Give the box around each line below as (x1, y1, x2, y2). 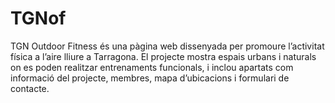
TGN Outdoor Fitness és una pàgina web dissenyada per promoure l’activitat (10, 40, 325, 52)
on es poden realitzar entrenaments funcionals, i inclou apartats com (10, 61, 294, 73)
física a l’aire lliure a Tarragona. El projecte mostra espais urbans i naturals (10, 50, 317, 62)
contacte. (10, 82, 50, 94)
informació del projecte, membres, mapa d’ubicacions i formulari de (10, 72, 290, 84)
